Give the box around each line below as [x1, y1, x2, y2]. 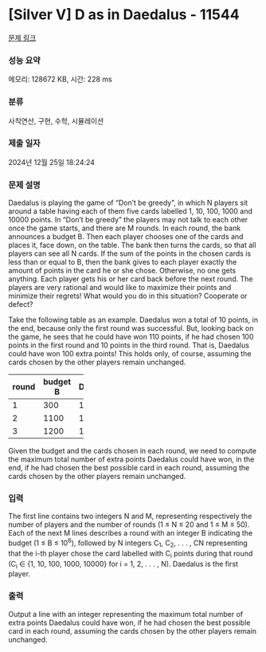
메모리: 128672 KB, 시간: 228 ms [8, 74, 113, 84]
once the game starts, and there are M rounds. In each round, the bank [8, 223, 241, 233]
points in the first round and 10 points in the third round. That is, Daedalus [8, 340, 249, 350]
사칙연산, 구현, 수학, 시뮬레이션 [8, 116, 104, 125]
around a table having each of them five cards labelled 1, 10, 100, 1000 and [8, 206, 253, 216]
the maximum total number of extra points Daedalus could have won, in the [8, 454, 255, 464]
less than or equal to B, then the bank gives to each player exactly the [8, 257, 237, 267]
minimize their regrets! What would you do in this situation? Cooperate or [8, 291, 248, 300]
